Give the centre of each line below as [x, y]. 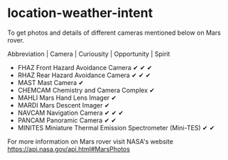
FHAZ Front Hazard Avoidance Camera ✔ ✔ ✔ [85, 67]
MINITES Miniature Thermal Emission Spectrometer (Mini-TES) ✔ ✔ [116, 127]
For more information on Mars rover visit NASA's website [91, 141]
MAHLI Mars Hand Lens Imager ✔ [67, 98]
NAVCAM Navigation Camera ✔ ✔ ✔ [71, 113]
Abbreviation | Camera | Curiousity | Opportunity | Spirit [89, 54]
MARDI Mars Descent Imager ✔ [64, 105]
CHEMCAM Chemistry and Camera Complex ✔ [86, 90]
